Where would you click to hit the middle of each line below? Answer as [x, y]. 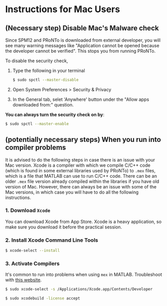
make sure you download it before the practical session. [64, 227]
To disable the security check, [37, 61]
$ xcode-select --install [32, 251]
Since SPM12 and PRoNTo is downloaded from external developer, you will [83, 40]
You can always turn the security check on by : [55, 114]
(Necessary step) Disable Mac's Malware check [82, 28]
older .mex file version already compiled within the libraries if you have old [82, 181]
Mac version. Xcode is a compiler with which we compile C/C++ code [78, 165]
